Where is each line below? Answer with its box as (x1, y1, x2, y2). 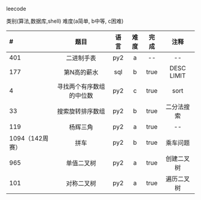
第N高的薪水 (63, 68, 99, 76)
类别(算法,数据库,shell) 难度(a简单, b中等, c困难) (6, 17, 124, 25)
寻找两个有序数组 (56, 82, 105, 91)
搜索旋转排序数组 (56, 108, 105, 115)
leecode (6, 5, 26, 12)
